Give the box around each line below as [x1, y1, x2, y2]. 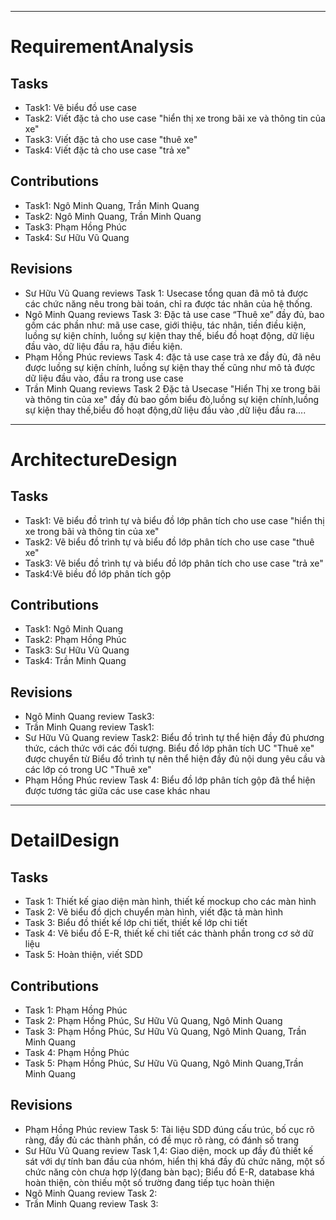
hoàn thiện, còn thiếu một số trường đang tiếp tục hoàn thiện [24, 1176, 275, 1188]
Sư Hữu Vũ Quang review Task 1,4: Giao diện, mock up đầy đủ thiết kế [24, 1144, 314, 1156]
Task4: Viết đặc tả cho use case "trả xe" [24, 144, 191, 156]
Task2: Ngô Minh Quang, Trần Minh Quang [24, 210, 202, 222]
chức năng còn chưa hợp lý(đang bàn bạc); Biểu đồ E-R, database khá [24, 1166, 315, 1178]
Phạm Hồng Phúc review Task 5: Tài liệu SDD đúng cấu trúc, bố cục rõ [24, 1123, 315, 1135]
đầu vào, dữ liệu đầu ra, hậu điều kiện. [24, 340, 183, 352]
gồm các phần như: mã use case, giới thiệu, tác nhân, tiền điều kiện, [24, 319, 307, 331]
